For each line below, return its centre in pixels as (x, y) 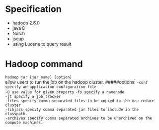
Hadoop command (44, 64)
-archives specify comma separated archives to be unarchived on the (79, 118)
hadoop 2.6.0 (26, 23)
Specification (34, 9)
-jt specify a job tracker (33, 96)
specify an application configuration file (51, 87)
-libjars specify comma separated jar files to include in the (72, 109)
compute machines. (24, 123)
